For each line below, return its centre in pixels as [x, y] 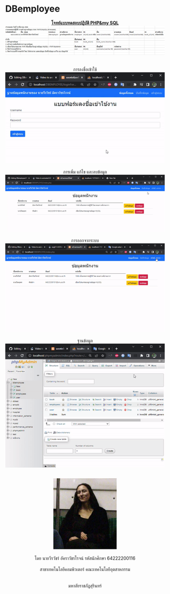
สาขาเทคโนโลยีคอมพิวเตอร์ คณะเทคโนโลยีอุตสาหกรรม [85, 569]
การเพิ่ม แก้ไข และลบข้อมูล [85, 172]
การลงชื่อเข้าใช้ [85, 69]
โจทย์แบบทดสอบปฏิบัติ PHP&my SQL [85, 23]
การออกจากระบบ [85, 240]
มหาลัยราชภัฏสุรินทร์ [85, 585]
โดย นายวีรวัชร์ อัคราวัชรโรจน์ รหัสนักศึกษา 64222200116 [85, 558]
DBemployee [33, 9]
